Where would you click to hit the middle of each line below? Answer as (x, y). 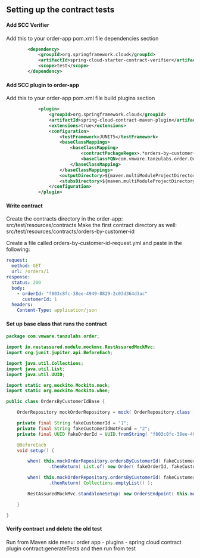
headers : (22, 305)
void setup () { (36, 450)
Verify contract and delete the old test (54, 529)
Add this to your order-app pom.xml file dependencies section (82, 38)
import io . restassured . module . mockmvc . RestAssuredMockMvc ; (81, 347)
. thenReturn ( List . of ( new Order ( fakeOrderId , (109, 467)
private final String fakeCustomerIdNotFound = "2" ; (84, 429)
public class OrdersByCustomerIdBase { (56, 402)
